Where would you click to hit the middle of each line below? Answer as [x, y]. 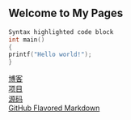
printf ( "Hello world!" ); [50, 55]
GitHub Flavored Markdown [54, 108]
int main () [27, 40]
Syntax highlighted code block [61, 32]
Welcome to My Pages [66, 13]
